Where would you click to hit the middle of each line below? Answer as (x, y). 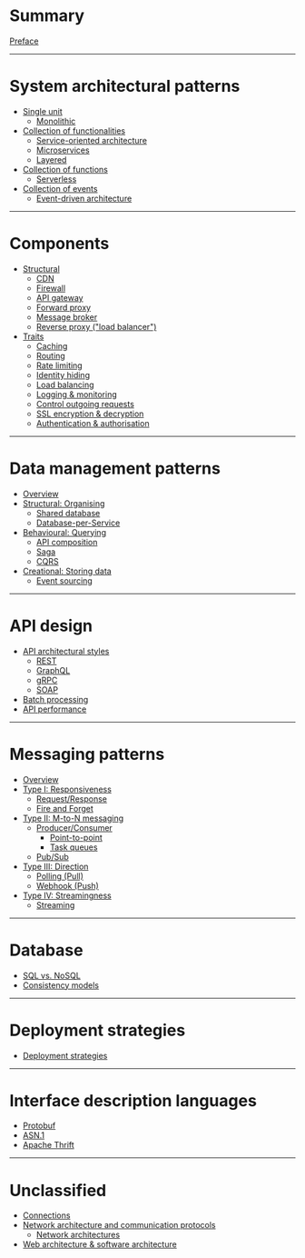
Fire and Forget (64, 808)
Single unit (43, 111)
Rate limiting (59, 365)
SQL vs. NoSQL (52, 975)
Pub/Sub (53, 856)
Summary (47, 16)
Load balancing (65, 384)
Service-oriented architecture (92, 140)
